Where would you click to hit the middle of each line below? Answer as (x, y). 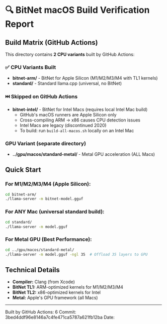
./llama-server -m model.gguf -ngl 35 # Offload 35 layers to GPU (77, 254)
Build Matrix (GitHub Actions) (52, 43)
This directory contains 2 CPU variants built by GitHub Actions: (70, 54)
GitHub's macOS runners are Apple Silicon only (68, 114)
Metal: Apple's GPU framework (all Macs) (55, 298)
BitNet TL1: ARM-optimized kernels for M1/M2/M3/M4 (68, 287)
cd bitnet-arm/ (21, 194)
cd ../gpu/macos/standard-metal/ (40, 250)
